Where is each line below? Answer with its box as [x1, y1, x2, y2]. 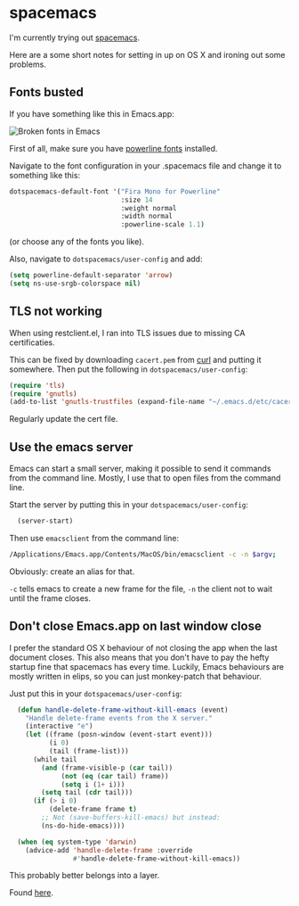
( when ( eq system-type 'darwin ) [17, 837, 138, 846]
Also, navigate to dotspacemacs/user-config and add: [9, 253, 203, 265]
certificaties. [9, 337, 55, 348]
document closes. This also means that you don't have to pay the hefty [9, 652, 270, 663]
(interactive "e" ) [25, 721, 93, 731]
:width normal [120, 212, 174, 221]
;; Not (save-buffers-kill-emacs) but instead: [41, 813, 221, 822]
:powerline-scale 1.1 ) [120, 220, 205, 229]
